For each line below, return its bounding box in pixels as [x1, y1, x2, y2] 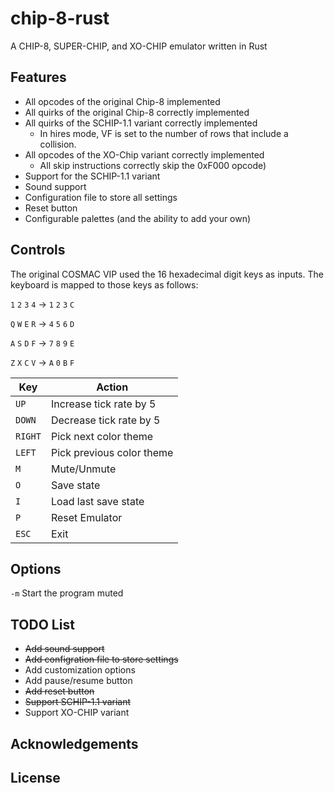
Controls [10, 242, 66, 259]
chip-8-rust [10, 7, 110, 30]
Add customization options [24, 664, 136, 676]
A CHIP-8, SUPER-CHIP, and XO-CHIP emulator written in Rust [10, 40, 268, 52]
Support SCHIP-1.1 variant [24, 696, 132, 708]
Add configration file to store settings [24, 653, 179, 666]
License [10, 769, 61, 786]
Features [10, 69, 67, 86]
